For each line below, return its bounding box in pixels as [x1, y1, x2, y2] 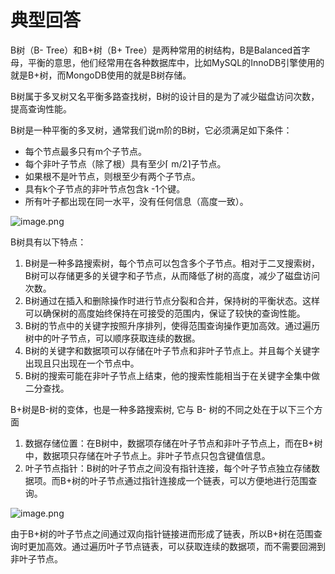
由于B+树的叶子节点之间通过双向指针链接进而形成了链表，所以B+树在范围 [10, 527, 314, 540]
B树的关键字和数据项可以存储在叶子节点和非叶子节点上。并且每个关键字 [24, 344, 320, 356]
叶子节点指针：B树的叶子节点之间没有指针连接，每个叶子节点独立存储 [24, 462, 312, 474]
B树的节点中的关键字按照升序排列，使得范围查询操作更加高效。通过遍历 [24, 319, 320, 331]
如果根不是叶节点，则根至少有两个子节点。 [24, 170, 201, 182]
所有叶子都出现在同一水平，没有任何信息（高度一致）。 [24, 195, 249, 207]
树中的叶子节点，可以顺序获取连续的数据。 [24, 332, 201, 344]
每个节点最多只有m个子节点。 [24, 145, 148, 157]
